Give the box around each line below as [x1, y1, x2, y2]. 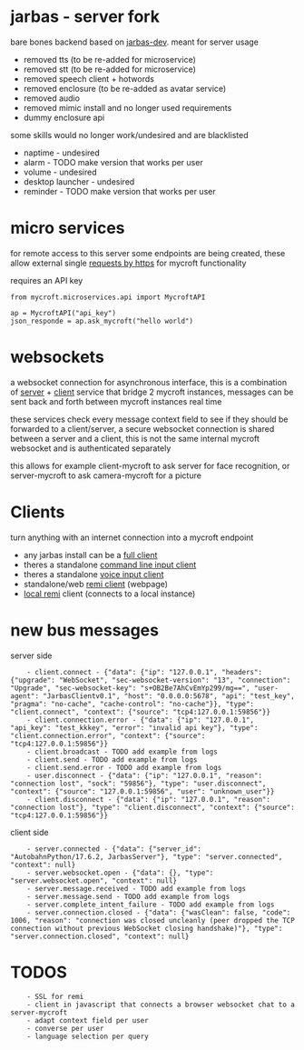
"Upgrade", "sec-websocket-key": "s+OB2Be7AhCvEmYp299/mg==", [10, 684, 250, 693]
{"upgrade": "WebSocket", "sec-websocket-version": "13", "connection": [10, 675, 291, 685]
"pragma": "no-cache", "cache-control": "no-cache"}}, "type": [10, 699, 255, 708]
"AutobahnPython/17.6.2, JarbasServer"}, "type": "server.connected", [10, 852, 283, 861]
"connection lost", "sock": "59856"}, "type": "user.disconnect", [10, 779, 267, 788]
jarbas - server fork [10, 6, 160, 27]
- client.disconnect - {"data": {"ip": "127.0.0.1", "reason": [26, 795, 271, 804]
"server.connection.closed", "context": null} [10, 932, 190, 941]
